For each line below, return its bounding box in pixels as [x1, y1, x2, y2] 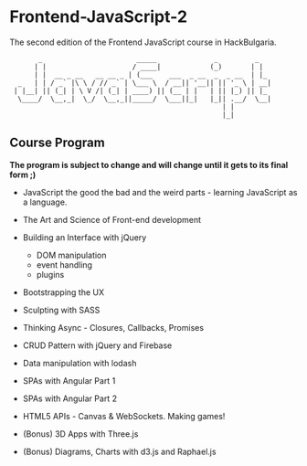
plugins [36, 269, 65, 280]
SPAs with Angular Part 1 [22, 375, 116, 386]
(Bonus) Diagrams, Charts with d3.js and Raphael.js [22, 446, 217, 457]
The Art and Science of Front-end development [22, 214, 202, 225]
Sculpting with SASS [22, 304, 101, 315]
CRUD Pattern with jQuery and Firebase [22, 340, 173, 351]
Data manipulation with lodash [22, 357, 137, 368]
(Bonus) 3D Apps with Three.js [22, 428, 139, 440]
